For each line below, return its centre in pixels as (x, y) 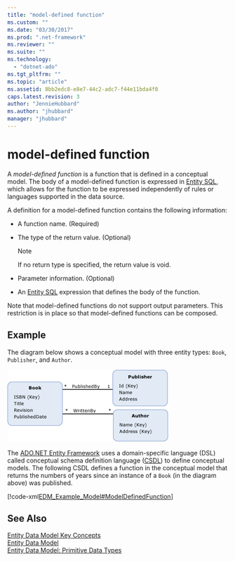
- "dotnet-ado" (36, 67)
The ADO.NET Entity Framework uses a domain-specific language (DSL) (112, 453)
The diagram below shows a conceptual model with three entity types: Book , (117, 352)
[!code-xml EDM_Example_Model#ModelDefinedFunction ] (90, 496)
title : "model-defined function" (56, 15)
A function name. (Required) (58, 223)
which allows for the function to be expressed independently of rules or (110, 189)
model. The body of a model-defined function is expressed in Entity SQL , (113, 181)
